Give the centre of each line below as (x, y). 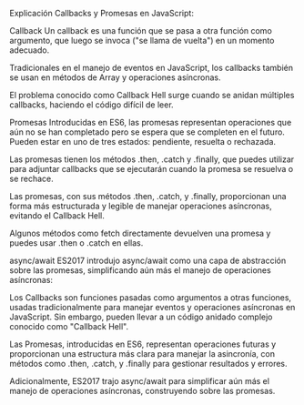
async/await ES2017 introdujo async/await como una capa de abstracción (148, 260)
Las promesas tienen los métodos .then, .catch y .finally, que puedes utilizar (152, 159)
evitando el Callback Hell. (57, 216)
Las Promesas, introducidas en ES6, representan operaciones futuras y (143, 344)
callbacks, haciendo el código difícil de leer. (92, 105)
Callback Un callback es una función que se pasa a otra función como (141, 30)
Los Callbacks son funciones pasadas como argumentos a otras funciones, (151, 298)
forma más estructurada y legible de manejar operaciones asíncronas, (141, 206)
